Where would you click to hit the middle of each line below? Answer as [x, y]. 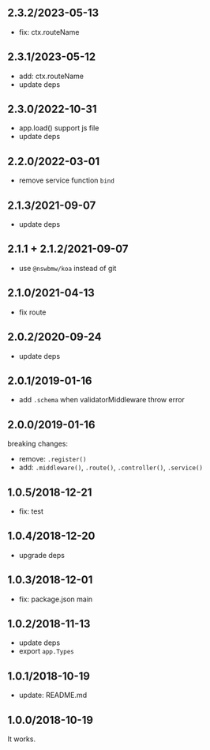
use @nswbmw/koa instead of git [67, 268]
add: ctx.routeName [51, 76]
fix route [32, 312]
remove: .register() [52, 459]
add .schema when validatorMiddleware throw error [101, 400]
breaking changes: [38, 444]
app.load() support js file [59, 128]
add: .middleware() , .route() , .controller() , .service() [111, 467]
